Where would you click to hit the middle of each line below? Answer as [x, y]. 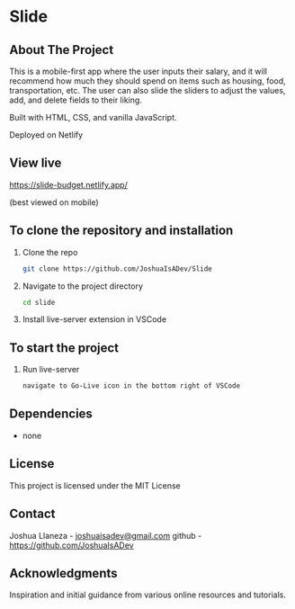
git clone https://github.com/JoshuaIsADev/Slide [117, 269]
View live [36, 163]
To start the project [64, 348]
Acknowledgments [64, 573]
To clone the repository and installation [121, 231]
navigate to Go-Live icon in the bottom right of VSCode [131, 386]
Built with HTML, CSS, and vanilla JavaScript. [93, 117]
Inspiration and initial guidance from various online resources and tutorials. [147, 595]
